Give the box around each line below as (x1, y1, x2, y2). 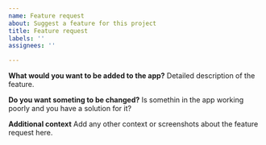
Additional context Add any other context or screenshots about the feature (8, 119, 259, 129)
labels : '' (8, 34, 45, 43)
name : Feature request (8, 11, 85, 20)
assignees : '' (8, 42, 56, 50)
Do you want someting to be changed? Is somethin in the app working (8, 95, 244, 105)
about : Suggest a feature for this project (8, 19, 157, 27)
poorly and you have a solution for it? (8, 104, 131, 114)
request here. (8, 128, 53, 138)
